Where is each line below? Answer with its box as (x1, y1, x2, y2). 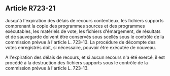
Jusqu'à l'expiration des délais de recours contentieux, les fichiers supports (5, 17, 164, 23)
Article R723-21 (5, 4, 56, 13)
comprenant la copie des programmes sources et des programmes (5, 23, 145, 29)
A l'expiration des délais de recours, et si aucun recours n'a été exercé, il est (5, 54, 165, 60)
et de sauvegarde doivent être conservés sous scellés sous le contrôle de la (5, 33, 164, 40)
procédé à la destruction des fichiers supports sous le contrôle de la (5, 59, 148, 65)
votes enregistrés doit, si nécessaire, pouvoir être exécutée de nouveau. (5, 44, 156, 50)
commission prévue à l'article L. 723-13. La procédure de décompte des (5, 39, 156, 45)
